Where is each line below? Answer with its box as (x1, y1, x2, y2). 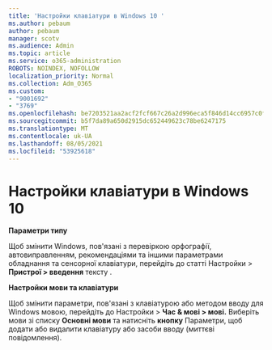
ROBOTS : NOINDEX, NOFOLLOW (8, 65, 100, 73)
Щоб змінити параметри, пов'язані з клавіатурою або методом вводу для (8, 298, 264, 308)
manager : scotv (8, 34, 60, 43)
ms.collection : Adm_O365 (8, 79, 92, 87)
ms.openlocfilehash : (8, 110, 79, 118)
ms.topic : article (8, 49, 70, 57)
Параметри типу (8, 226, 68, 235)
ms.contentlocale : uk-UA (8, 132, 92, 140)
